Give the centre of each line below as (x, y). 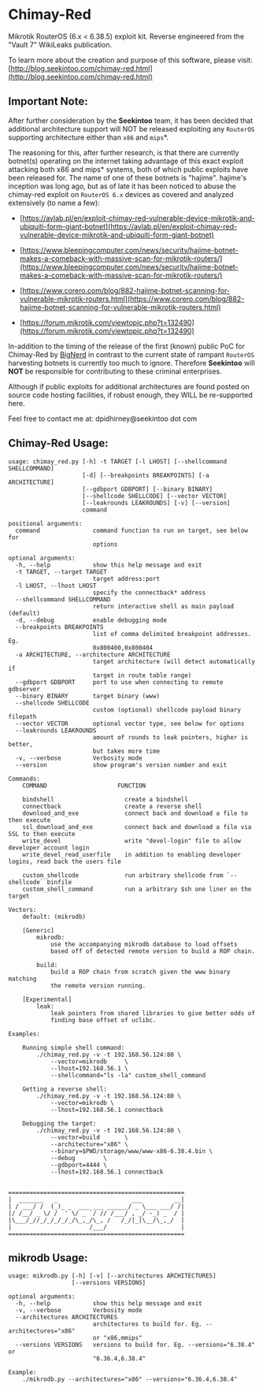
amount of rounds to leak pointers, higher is (170, 737)
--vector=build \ (89, 1137)
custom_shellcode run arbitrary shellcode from (123, 875)
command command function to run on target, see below (131, 530)
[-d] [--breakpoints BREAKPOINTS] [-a (146, 475)
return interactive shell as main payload (163, 606)
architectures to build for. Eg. (147, 1324)
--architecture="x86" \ (89, 1144)
